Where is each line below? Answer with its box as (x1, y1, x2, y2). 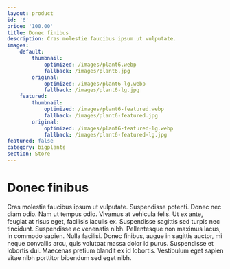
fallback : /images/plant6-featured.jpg (43, 112, 158, 119)
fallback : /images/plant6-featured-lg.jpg (43, 131, 168, 138)
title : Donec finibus (7, 29, 69, 36)
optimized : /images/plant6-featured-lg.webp (43, 125, 174, 132)
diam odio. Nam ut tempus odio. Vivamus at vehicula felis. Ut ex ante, (7, 210, 203, 218)
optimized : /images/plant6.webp (43, 61, 137, 68)
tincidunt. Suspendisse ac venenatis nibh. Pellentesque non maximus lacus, (7, 224, 221, 233)
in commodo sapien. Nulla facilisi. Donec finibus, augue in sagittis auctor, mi (7, 231, 222, 240)
